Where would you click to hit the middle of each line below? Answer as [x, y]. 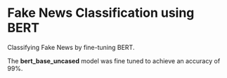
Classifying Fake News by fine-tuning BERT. [71, 47]
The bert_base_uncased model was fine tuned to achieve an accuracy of [114, 60]
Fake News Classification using [101, 13]
